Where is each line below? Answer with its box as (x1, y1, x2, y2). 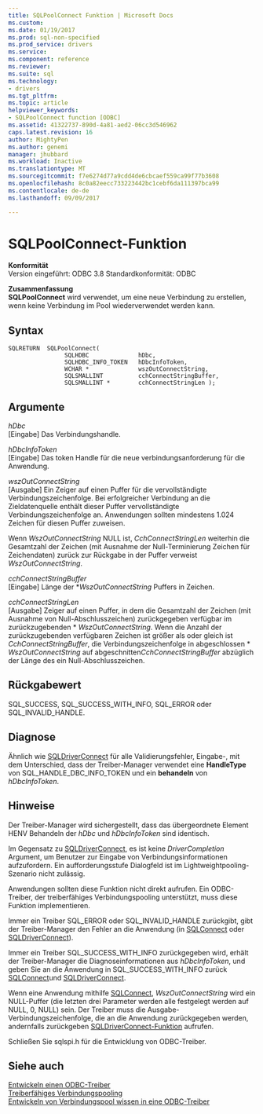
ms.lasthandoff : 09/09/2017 (8, 194, 100, 202)
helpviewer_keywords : (8, 107, 79, 115)
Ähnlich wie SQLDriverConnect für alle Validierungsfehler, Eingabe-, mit (8, 751, 240, 760)
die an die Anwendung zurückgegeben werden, (94, 1013, 249, 1022)
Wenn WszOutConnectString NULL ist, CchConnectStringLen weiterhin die (8, 533, 250, 543)
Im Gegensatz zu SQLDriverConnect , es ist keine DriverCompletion (8, 844, 225, 853)
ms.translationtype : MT (8, 165, 86, 173)
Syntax (8, 324, 44, 337)
